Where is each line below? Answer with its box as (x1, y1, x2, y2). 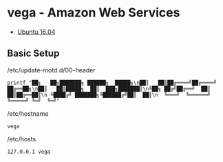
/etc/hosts (7, 134, 36, 143)
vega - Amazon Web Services (7, 5, 180, 21)
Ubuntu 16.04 (17, 28, 56, 36)
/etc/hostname (7, 109, 49, 118)
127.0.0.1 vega (7, 148, 51, 155)
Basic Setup (7, 48, 60, 59)
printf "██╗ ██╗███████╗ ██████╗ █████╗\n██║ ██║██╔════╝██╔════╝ (7, 79, 217, 86)
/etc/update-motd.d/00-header (7, 65, 96, 74)
